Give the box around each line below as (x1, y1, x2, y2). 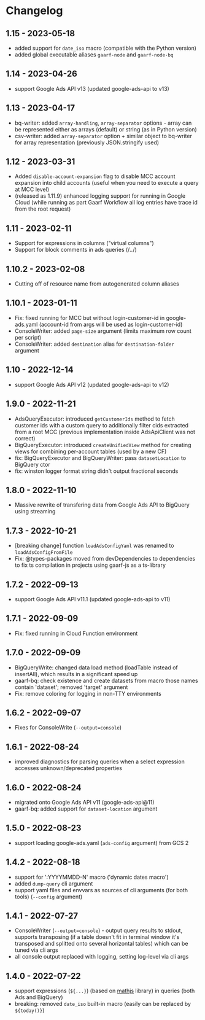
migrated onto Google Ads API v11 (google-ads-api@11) (14, 799, 155, 806)
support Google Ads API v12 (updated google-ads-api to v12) (14, 381, 169, 388)
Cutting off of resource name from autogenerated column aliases (14, 280, 179, 287)
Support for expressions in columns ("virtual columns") (14, 239, 154, 247)
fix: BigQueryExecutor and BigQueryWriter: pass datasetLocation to (14, 454, 187, 461)
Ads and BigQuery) (14, 994, 63, 1001)
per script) (14, 333, 42, 341)
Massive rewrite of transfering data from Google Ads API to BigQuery (14, 501, 190, 508)
